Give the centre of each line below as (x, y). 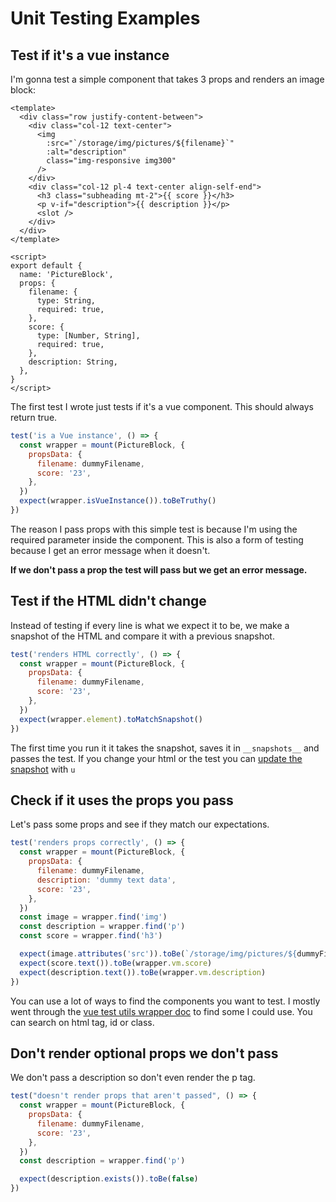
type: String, (66, 301)
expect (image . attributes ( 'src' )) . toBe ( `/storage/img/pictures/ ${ (158, 954)
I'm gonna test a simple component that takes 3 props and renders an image (167, 79)
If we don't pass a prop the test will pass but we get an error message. (159, 569)
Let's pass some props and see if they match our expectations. (140, 824)
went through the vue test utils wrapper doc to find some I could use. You (161, 1011)
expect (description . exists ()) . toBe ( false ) (109, 1179)
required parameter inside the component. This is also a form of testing (157, 539)
